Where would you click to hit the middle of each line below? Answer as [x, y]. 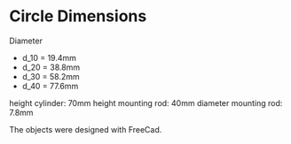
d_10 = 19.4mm [49, 57]
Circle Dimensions [78, 16]
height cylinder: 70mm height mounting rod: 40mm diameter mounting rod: [146, 102]
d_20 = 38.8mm [51, 67]
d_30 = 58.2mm [51, 76]
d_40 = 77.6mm [50, 86]
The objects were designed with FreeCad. [86, 129]
